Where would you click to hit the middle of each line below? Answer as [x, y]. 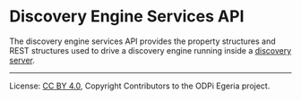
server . [22, 60]
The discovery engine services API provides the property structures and [142, 41]
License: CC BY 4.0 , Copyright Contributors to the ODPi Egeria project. [140, 86]
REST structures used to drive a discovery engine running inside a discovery [150, 50]
